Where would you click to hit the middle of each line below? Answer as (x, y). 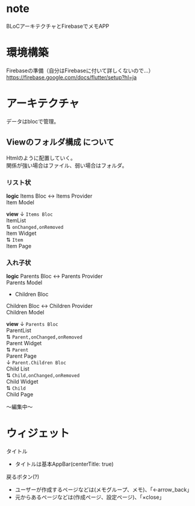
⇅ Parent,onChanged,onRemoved (44, 337)
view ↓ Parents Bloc (32, 324)
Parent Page (22, 356)
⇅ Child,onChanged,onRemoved (43, 375)
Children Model (25, 313)
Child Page (20, 395)
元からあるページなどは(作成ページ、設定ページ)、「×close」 (90, 497)
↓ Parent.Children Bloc (36, 363)
